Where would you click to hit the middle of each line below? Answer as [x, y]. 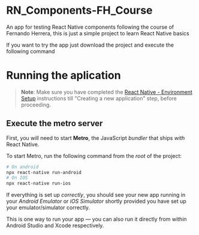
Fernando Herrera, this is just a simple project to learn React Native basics [98, 33]
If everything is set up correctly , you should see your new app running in [96, 195]
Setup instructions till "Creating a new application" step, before [99, 98]
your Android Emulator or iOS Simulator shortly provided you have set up [97, 202]
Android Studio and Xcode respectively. [55, 225]
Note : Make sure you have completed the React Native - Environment [107, 92]
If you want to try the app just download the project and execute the [90, 45]
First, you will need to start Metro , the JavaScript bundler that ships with [96, 138]
